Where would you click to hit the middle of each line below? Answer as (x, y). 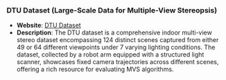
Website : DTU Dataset (49, 26)
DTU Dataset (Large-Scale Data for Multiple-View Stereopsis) (112, 10)
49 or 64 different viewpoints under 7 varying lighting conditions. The (116, 48)
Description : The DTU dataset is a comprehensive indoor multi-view (114, 32)
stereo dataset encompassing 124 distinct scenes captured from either (118, 40)
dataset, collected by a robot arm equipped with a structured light (110, 54)
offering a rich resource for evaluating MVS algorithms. (95, 69)
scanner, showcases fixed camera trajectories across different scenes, (118, 62)
